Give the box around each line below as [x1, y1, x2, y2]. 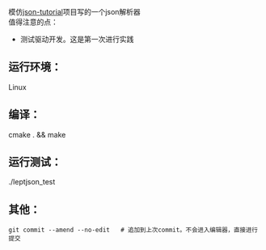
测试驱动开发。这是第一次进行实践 [19, 35, 134, 44]
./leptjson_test [8, 177, 56, 187]
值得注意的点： [8, 17, 58, 27]
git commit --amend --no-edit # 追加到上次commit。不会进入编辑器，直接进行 [8, 226, 259, 235]
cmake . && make [8, 129, 66, 139]
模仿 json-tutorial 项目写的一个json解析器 [8, 7, 141, 16]
